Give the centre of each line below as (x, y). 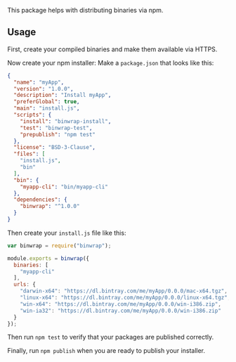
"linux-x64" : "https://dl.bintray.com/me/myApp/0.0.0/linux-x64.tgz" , (125, 298)
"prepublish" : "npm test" (58, 134)
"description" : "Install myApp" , (63, 95)
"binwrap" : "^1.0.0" (50, 207)
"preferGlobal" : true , (47, 102)
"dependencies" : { (41, 200)
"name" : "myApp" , (39, 82)
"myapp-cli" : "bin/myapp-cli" (64, 187)
